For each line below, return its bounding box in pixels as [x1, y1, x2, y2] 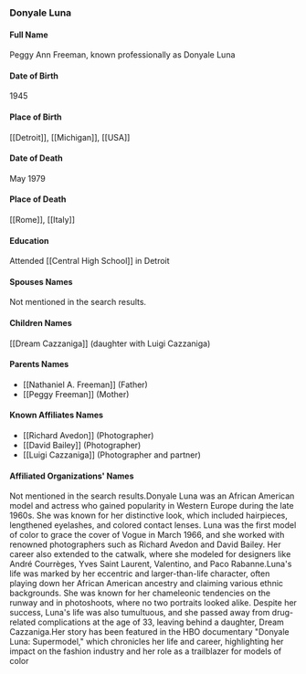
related [9, 616, 37, 627]
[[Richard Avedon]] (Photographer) [22, 429, 154, 440]
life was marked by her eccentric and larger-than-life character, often [9, 568, 270, 579]
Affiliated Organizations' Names [9, 470, 134, 481]
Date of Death [9, 153, 63, 163]
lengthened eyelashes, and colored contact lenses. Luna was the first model [9, 520, 297, 531]
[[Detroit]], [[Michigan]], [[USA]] [9, 132, 131, 142]
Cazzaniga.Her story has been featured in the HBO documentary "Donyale [9, 627, 290, 637]
